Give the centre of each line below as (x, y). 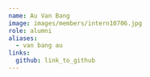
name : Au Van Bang (39, 16)
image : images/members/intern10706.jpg (75, 23)
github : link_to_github (55, 61)
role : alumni (30, 30)
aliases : (23, 38)
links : (19, 53)
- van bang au (39, 46)
